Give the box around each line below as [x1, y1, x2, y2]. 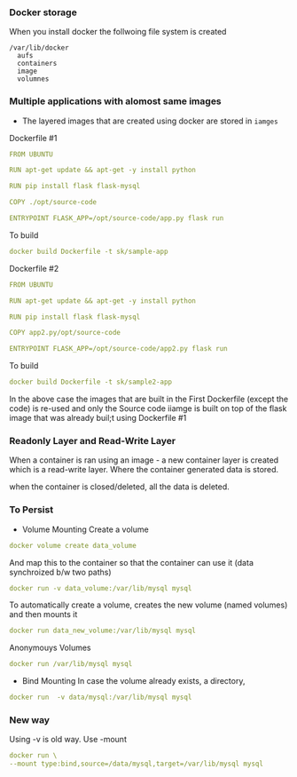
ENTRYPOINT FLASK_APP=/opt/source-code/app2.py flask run [9, 345, 228, 353]
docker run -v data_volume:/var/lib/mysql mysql [9, 583, 192, 592]
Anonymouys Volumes [9, 642, 91, 654]
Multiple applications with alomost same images [9, 95, 222, 107]
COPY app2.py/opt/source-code [9, 329, 121, 337]
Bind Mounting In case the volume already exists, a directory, [21, 676, 246, 686]
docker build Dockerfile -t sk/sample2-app [9, 377, 173, 387]
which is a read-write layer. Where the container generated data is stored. [9, 464, 279, 475]
